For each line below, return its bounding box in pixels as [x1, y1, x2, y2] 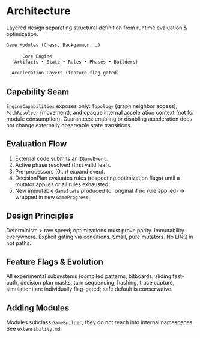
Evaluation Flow [6, 139, 67, 149]
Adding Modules [6, 303, 70, 313]
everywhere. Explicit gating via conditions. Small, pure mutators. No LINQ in [6, 233, 194, 240]
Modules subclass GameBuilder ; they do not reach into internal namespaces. [6, 319, 194, 326]
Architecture [6, 4, 71, 18]
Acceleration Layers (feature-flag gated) [11, 70, 120, 76]
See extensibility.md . [6, 325, 62, 333]
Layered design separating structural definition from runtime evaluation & [6, 24, 187, 31]
